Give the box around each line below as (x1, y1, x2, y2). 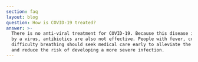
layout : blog (6, 14, 38, 20)
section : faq (6, 8, 38, 15)
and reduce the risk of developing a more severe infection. (11, 47, 165, 53)
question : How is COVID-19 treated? (6, 19, 96, 25)
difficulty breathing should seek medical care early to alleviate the (11, 42, 192, 48)
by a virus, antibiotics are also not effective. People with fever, (11, 36, 186, 42)
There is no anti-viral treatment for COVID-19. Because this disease (11, 31, 189, 37)
